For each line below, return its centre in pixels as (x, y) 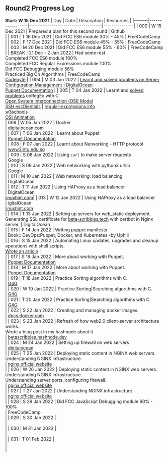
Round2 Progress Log (40, 8)
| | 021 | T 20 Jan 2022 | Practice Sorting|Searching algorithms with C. (78, 299)
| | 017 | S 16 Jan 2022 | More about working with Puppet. (65, 257)
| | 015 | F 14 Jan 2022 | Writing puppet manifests (56, 230)
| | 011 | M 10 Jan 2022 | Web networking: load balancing (64, 176)
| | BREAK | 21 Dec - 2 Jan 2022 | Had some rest (55, 53)
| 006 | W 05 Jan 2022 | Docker (38, 122)
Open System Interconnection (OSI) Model (49, 101)
